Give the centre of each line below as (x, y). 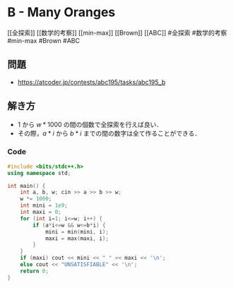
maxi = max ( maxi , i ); (77, 238)
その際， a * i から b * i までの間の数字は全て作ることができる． (109, 133)
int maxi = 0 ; (41, 212)
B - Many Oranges (62, 12)
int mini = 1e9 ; (44, 205)
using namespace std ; (39, 173)
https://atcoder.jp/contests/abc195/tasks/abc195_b (92, 82)
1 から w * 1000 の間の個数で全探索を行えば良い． (90, 124)
